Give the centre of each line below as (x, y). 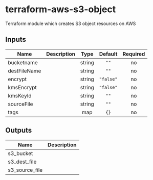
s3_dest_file (22, 162)
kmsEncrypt (22, 87)
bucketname (23, 62)
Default (108, 54)
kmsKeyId (20, 95)
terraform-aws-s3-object (61, 9)
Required (134, 54)
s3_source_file (25, 170)
